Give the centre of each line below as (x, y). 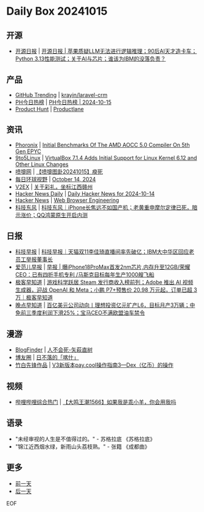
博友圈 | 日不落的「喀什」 (47, 358)
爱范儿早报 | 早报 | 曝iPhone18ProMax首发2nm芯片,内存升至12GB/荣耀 (103, 267)
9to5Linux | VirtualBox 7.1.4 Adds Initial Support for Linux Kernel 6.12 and (106, 157)
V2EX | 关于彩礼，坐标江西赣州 (54, 187)
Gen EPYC (28, 151)
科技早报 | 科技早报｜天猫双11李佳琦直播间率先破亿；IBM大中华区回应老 (105, 252)
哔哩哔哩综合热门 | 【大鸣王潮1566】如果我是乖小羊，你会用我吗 (96, 402)
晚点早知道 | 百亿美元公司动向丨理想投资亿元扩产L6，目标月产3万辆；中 (105, 305)
